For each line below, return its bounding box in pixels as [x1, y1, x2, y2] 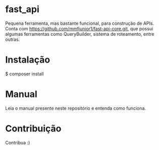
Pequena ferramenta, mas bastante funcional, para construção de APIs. [5, 20, 154, 26]
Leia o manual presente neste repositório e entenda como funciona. [5, 105, 146, 111]
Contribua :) [5, 139, 30, 145]
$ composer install [5, 71, 44, 77]
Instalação [5, 54, 50, 66]
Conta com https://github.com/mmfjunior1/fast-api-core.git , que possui [5, 25, 153, 31]
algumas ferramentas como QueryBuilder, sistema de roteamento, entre [5, 31, 154, 37]
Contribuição [5, 123, 62, 134]
